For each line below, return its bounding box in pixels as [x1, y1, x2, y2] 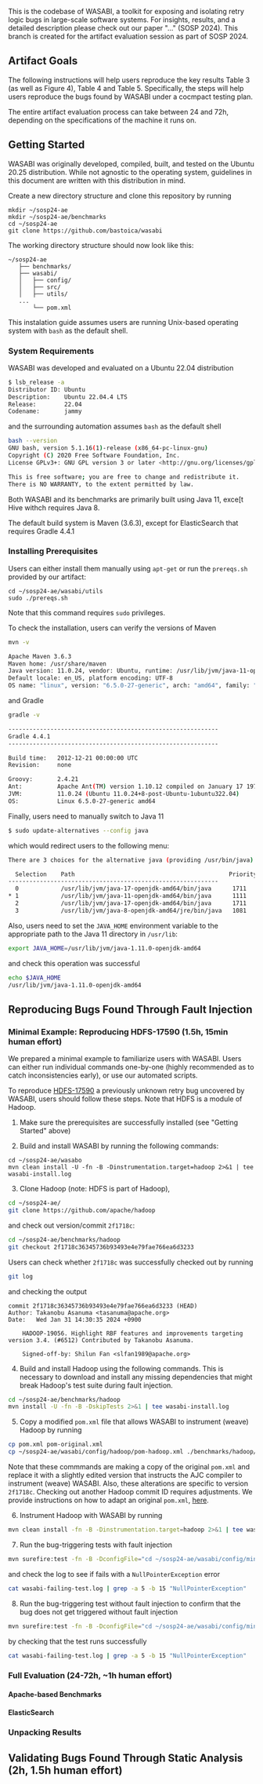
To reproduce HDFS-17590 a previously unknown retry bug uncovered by [8, 1086, 245, 1096]
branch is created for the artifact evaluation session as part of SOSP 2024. [8, 31, 249, 41]
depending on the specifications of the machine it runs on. [8, 115, 197, 125]
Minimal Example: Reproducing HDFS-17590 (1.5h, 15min [8, 1026, 229, 1037]
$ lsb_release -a [8, 378, 65, 386]
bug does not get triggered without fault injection [19, 1607, 178, 1616]
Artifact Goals [8, 54, 78, 67]
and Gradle [8, 696, 45, 706]
